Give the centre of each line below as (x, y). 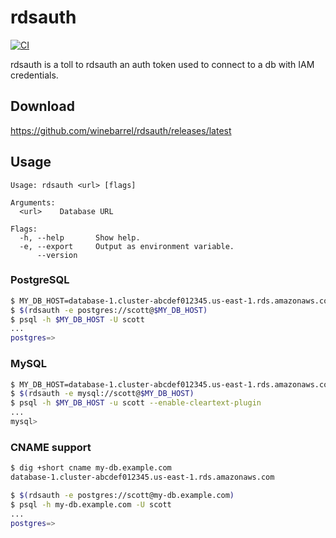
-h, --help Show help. (80, 237)
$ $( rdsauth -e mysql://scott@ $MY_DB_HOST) (102, 394)
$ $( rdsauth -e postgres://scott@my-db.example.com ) (122, 495)
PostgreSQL (40, 280)
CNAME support (51, 447)
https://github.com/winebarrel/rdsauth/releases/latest (121, 130)
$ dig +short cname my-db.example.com (91, 468)
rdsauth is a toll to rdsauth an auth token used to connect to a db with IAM (162, 64)
